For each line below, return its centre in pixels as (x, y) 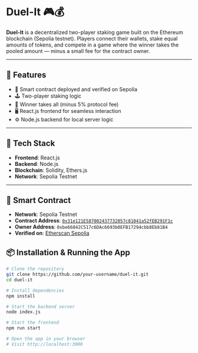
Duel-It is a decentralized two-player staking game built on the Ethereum (95, 32)
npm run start (24, 328)
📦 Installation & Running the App (68, 252)
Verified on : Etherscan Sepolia (52, 233)
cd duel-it (19, 280)
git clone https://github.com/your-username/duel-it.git (77, 275)
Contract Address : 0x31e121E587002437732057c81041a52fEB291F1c (94, 221)
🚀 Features (26, 75)
